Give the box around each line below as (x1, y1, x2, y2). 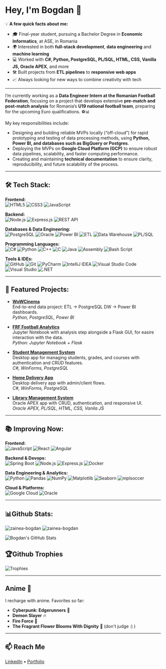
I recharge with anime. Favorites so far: (5, 597, 85, 603)
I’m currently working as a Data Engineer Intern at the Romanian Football (5, 93, 156, 98)
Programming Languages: (5, 241, 60, 247)
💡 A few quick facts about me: (5, 21, 68, 27)
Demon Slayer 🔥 (12, 612, 46, 618)
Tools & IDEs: (5, 256, 33, 262)
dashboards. (12, 309, 38, 315)
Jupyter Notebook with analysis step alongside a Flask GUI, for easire (12, 329, 154, 335)
